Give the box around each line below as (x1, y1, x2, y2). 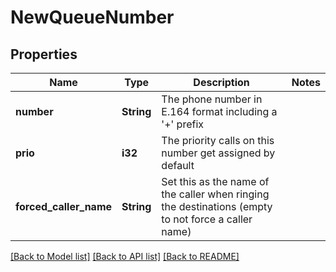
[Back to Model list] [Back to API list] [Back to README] (10, 251, 240, 262)
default (161, 159, 195, 172)
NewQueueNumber (10, 6, 175, 29)
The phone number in (161, 92, 263, 106)
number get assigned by (161, 146, 276, 160)
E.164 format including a (161, 105, 278, 118)
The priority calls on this (161, 134, 275, 147)
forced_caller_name (15, 200, 113, 213)
